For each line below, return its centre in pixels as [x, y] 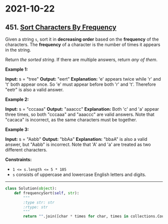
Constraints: [18, 159]
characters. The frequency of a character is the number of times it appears [83, 45]
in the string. [18, 50]
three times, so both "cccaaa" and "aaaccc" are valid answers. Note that [80, 114]
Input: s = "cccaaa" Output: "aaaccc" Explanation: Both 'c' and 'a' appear [82, 109]
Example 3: [17, 129]
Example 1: [17, 69]
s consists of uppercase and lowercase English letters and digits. [79, 174]
